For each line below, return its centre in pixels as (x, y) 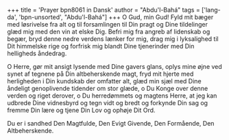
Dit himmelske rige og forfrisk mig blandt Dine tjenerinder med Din (101, 46)
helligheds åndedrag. (37, 53)
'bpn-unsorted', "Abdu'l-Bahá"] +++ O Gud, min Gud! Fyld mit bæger (116, 17)
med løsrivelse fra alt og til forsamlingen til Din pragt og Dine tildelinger (107, 24)
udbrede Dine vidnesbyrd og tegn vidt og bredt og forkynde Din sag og (107, 103)
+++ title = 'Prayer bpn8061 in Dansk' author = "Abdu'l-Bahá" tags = (104, 10)
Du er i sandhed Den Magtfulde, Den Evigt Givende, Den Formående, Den (111, 123)
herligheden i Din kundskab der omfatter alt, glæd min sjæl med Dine (104, 81)
